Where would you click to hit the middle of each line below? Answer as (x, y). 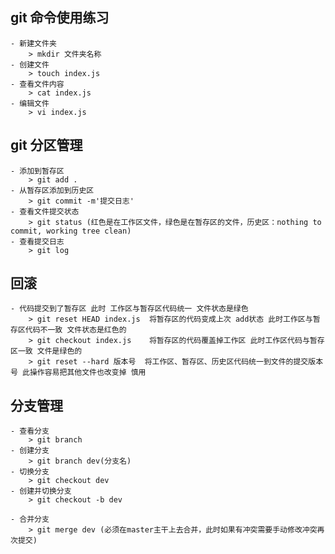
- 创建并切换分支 (41, 491)
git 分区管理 (46, 145)
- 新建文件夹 (33, 43)
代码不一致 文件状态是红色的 (75, 330)
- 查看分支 (30, 431)
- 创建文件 (30, 64)
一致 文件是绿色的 (50, 351)
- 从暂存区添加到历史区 (52, 190)
